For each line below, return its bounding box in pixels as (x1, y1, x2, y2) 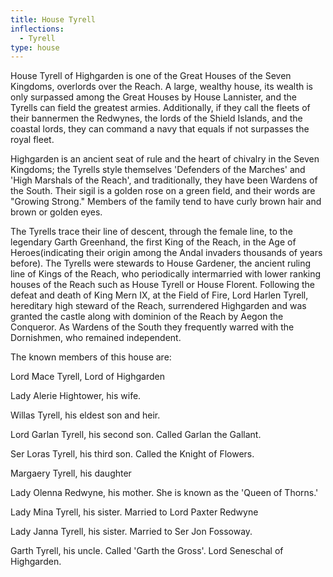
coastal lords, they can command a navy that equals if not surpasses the (10, 123, 310, 135)
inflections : (10, 24, 65, 34)
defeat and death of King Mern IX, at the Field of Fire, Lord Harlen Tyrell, (10, 289, 309, 301)
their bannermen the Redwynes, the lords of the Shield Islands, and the (10, 112, 303, 125)
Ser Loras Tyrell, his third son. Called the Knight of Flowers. (10, 448, 255, 460)
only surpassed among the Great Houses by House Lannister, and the (10, 91, 297, 103)
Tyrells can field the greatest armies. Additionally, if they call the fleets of (10, 102, 311, 114)
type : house (10, 42, 60, 53)
